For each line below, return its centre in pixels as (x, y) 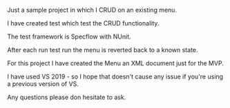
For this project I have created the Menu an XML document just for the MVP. (116, 63)
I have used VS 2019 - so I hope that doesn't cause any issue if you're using (115, 76)
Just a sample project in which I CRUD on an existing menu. (92, 10)
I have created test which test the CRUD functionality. (83, 23)
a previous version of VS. (43, 84)
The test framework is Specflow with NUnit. (69, 36)
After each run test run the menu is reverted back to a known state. (103, 50)
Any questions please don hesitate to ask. (67, 97)
